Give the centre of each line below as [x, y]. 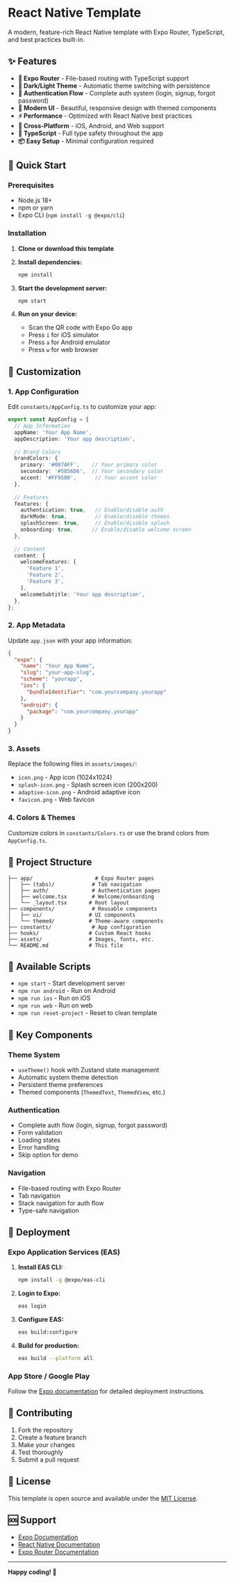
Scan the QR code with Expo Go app [80, 327]
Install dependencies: [50, 262]
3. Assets [24, 749]
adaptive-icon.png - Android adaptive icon [79, 792]
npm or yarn [35, 208]
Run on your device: [48, 314]
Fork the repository [45, 1430]
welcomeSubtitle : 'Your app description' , [83, 594]
